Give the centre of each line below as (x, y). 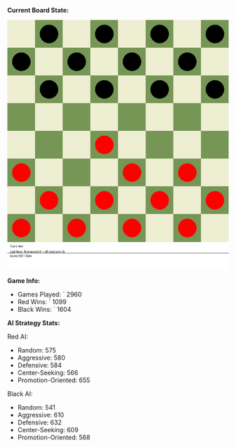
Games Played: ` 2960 (50, 294)
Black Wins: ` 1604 (44, 309)
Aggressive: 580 (41, 358)
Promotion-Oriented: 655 (54, 380)
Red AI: (18, 336)
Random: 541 (36, 407)
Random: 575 (37, 350)
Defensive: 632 (39, 422)
